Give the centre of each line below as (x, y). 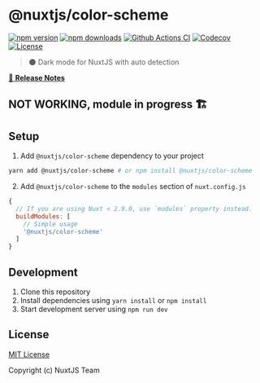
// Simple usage (51, 224)
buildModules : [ (43, 216)
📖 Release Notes (37, 77)
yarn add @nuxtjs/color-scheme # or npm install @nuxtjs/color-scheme (130, 171)
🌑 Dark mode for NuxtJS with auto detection (104, 62)
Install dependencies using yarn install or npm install (113, 300)
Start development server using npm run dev (94, 309)
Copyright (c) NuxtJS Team (54, 370)
